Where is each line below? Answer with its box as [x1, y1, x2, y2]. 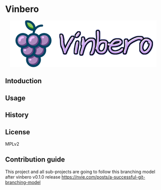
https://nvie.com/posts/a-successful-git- [61, 174, 146, 180]
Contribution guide [5, 156, 65, 164]
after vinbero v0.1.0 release [5, 174, 61, 180]
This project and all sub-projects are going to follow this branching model [5, 169, 156, 175]
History [5, 111, 29, 119]
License [5, 128, 30, 136]
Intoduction [5, 77, 42, 85]
